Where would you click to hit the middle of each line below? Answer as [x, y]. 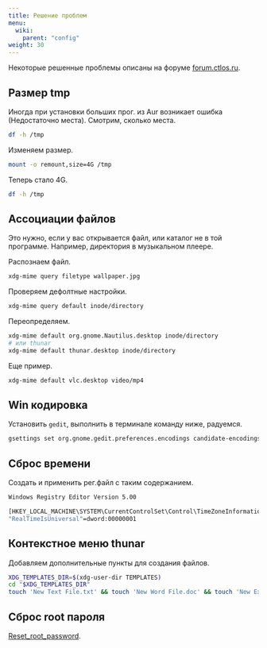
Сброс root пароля [57, 617]
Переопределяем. [39, 322]
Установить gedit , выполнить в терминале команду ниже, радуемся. [125, 424]
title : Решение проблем [48, 15]
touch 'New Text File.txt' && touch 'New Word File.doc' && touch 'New [129, 592]
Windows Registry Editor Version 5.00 [72, 497]
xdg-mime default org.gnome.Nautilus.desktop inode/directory [113, 336]
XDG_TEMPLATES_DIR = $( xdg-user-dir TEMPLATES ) [85, 577]
